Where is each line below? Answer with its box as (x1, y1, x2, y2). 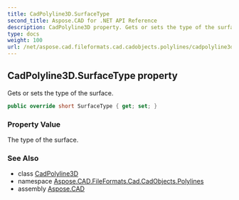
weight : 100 (7, 37, 43, 44)
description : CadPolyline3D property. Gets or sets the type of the (7, 23, 215, 31)
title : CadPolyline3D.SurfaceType (7, 10, 110, 18)
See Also (7, 153, 39, 163)
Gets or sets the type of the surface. (7, 88, 114, 97)
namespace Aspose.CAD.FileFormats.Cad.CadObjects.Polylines (17, 177, 204, 186)
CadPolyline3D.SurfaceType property (7, 70, 178, 82)
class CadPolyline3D (17, 169, 79, 178)
